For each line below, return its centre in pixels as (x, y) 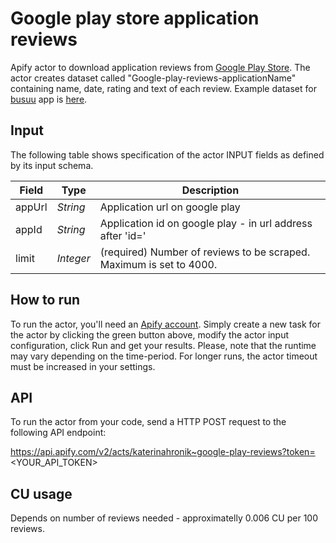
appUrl (31, 207)
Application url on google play (170, 207)
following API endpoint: (58, 433)
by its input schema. (52, 165)
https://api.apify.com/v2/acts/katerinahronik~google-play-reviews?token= (163, 452)
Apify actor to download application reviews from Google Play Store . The (160, 67)
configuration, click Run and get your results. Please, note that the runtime (163, 345)
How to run (45, 300)
